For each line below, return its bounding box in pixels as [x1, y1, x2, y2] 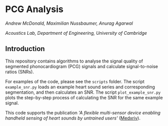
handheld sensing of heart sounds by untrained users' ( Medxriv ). [5, 115, 141, 121]
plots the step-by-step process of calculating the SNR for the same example [5, 94, 163, 100]
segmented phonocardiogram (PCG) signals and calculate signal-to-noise [5, 63, 158, 69]
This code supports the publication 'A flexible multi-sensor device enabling [5, 109, 161, 115]
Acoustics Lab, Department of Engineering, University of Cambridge [5, 30, 147, 36]
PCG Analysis [5, 4, 64, 15]
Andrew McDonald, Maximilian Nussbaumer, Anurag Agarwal [5, 20, 133, 26]
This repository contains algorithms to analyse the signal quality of [5, 58, 143, 64]
